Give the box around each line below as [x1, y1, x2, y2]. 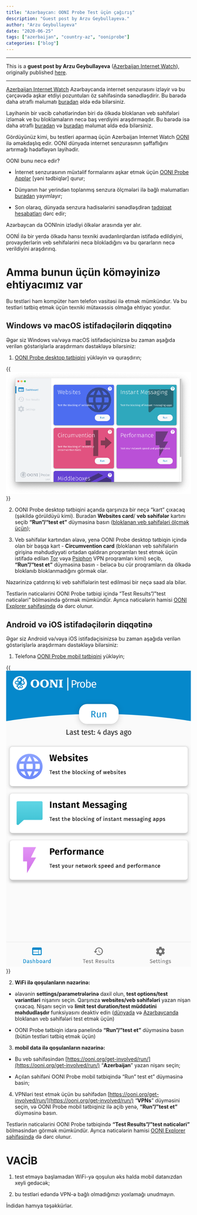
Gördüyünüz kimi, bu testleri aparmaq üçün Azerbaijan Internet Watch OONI [6, 134, 189, 140]
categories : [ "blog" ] [6, 40, 59, 46]
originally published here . [6, 69, 67, 76]
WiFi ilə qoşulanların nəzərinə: [14, 979, 90, 986]
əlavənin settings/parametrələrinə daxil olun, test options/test [14, 990, 168, 997]
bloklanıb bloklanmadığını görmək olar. [14, 568, 108, 575]
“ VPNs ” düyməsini [134, 1097, 180, 1104]
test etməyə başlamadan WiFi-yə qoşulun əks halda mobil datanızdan [14, 1173, 183, 1180]
